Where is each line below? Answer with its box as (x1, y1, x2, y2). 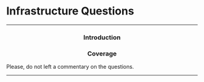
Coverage (87, 49, 117, 58)
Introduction (83, 33, 121, 42)
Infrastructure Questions (6, 4, 135, 18)
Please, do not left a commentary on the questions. (6, 63, 134, 71)
